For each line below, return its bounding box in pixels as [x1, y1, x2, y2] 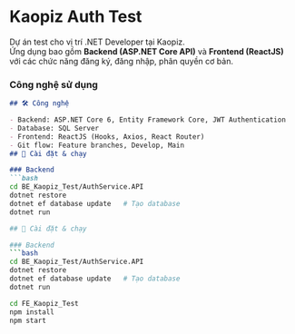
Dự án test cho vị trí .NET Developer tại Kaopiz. [9, 36, 186, 47]
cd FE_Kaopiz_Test [9, 299, 79, 308]
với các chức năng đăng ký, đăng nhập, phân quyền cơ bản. [9, 55, 234, 66]
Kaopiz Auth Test [9, 6, 143, 27]
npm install [9, 307, 54, 317]
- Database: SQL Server [9, 123, 100, 133]
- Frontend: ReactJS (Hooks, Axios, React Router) [9, 132, 205, 142]
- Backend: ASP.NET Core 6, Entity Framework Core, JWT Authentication [9, 115, 286, 124]
